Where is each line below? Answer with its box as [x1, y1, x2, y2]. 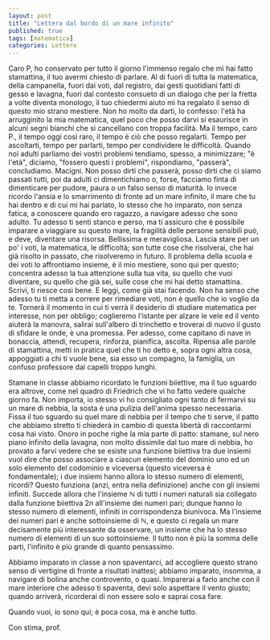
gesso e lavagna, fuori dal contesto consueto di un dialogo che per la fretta [8, 89, 257, 99]
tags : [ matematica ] [8, 34, 74, 43]
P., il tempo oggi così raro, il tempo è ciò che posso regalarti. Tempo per [8, 132, 247, 141]
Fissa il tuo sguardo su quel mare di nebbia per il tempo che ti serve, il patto [8, 412, 260, 422]
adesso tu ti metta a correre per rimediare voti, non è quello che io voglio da [8, 294, 260, 304]
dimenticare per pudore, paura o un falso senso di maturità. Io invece [8, 183, 237, 193]
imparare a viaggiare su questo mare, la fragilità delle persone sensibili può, [8, 226, 260, 235]
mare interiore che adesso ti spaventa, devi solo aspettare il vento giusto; [8, 583, 251, 593]
